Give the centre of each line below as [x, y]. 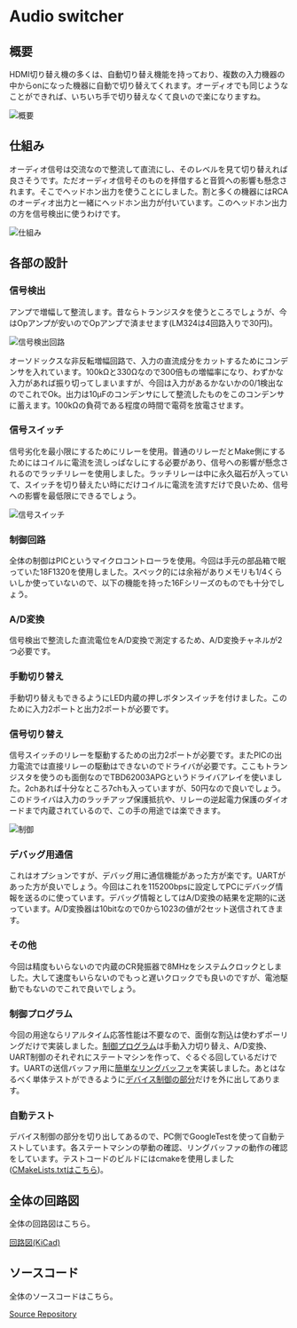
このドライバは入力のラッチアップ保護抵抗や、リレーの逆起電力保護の [137, 799]
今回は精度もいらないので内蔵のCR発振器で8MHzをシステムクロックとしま [145, 966]
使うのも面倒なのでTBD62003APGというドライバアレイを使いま [157, 777]
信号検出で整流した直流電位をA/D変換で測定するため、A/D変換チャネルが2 [146, 640]
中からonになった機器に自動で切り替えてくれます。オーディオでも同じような [149, 85]
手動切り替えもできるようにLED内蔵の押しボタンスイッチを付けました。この [148, 697]
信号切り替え [37, 734]
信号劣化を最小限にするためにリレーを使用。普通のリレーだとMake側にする [148, 451]
